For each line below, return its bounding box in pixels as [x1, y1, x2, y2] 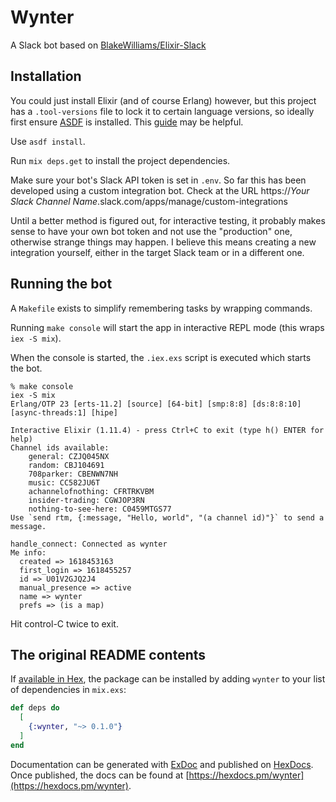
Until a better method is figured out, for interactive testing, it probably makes [10, 214, 326, 226]
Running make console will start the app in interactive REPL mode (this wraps [10, 321, 325, 333]
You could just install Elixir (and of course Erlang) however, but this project [10, 94, 317, 106]
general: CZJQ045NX [28, 451, 110, 461]
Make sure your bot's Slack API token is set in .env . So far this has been [10, 174, 307, 186]
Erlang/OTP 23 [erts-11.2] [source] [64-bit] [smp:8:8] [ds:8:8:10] [10, 399, 302, 409]
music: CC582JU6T [28, 477, 101, 488]
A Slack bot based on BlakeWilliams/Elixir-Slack [10, 39, 207, 51]
